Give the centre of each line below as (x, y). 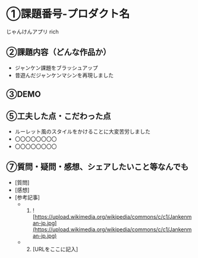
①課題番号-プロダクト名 (68, 14)
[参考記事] (27, 197)
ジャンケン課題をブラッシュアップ (56, 67)
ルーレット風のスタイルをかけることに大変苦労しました (82, 131)
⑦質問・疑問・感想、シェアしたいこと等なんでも (98, 167)
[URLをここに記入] (55, 249)
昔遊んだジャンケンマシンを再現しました (64, 75)
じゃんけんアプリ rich (33, 32)
